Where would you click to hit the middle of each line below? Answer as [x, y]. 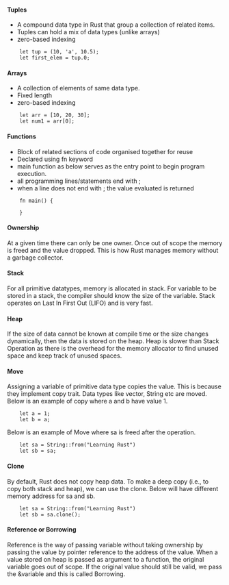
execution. [32, 173]
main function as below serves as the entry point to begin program [111, 166]
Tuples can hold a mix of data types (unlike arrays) [89, 32]
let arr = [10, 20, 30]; [55, 115]
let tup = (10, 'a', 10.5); [59, 52]
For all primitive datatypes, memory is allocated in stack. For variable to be [112, 288]
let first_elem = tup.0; [55, 58]
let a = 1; [35, 414]
